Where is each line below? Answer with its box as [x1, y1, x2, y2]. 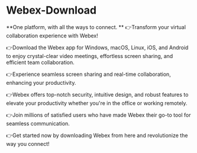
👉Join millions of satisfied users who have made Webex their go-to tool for [6, 111, 191, 119]
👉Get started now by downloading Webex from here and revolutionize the [6, 132, 188, 139]
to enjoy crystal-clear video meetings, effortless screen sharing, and [6, 52, 173, 59]
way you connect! [6, 140, 50, 147]
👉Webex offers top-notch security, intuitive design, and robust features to [6, 91, 189, 98]
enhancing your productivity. [6, 79, 76, 86]
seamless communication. [6, 120, 70, 127]
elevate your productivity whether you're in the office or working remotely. [6, 99, 188, 107]
